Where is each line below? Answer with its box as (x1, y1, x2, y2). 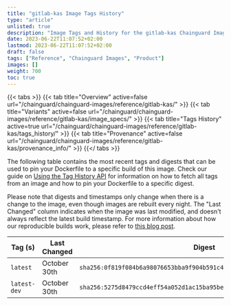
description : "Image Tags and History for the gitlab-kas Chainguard (7, 29, 211, 36)
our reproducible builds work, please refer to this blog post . (7, 222, 175, 231)
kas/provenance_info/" (7, 144, 72, 152)
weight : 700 (7, 67, 41, 74)
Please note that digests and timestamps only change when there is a (7, 193, 204, 201)
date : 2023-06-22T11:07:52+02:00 (7, 36, 103, 43)
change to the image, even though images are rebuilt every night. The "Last (7, 200, 221, 209)
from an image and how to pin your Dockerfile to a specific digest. (7, 180, 195, 188)
